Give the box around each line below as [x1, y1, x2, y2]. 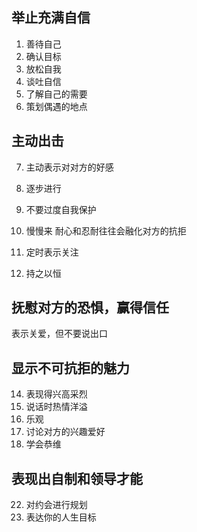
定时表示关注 [25, 246, 79, 258]
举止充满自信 [11, 9, 91, 27]
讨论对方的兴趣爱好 [25, 426, 106, 438]
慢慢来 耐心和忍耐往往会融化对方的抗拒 [25, 224, 187, 237]
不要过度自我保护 [25, 203, 97, 215]
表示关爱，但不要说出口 [11, 328, 108, 340]
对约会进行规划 [25, 499, 88, 511]
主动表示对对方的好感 [25, 161, 114, 173]
